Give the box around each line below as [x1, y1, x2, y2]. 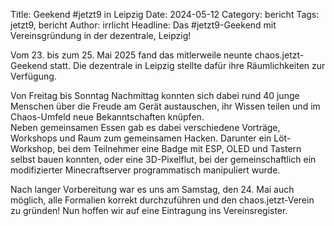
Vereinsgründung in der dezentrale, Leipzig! [10, 30, 192, 41]
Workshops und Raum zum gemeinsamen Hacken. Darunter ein [10, 132, 272, 144]
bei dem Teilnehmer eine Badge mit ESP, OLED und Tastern [57, 143, 302, 154]
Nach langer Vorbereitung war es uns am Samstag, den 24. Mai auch [10, 184, 295, 195]
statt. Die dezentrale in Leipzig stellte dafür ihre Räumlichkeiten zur [49, 60, 326, 71]
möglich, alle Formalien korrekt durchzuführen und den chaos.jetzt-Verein [10, 194, 315, 206]
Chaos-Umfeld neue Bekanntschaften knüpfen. [10, 111, 205, 123]
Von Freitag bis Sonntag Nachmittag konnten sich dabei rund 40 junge [10, 90, 300, 101]
